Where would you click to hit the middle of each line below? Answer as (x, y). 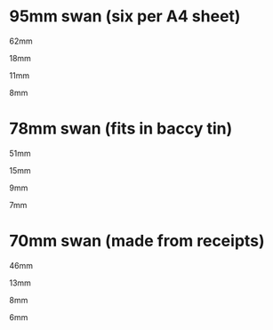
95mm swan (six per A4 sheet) (125, 16)
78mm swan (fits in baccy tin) (121, 129)
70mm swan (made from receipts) (137, 241)
